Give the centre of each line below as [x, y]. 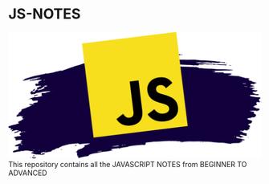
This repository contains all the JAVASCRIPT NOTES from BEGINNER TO [128, 164]
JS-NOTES [45, 14]
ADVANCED [28, 173]
